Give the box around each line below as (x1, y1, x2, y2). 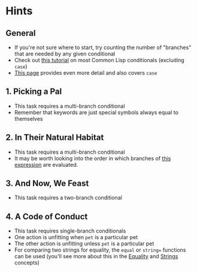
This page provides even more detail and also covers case (14, 69, 157, 76)
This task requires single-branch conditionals (14, 227, 126, 234)
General (5, 28, 37, 38)
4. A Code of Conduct (5, 211, 88, 222)
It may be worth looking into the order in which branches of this (14, 154, 171, 162)
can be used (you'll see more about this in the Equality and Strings (14, 253, 178, 260)
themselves (14, 115, 43, 122)
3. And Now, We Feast (5, 178, 89, 189)
